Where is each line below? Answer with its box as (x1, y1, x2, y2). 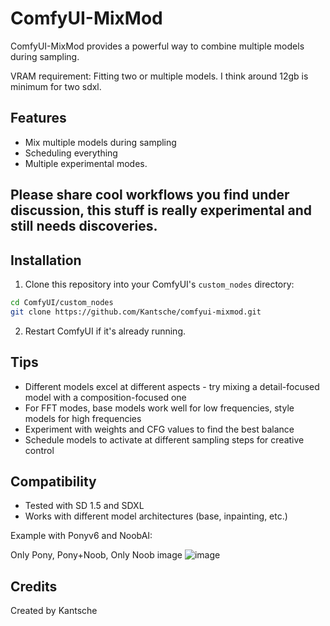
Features (10, 110, 67, 127)
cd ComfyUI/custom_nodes (10, 297, 114, 307)
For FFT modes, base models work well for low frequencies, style (24, 402, 295, 414)
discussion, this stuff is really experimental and (10, 202, 313, 219)
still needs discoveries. (10, 218, 158, 235)
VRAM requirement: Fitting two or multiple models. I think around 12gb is (10, 70, 309, 82)
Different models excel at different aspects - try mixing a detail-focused (24, 380, 320, 392)
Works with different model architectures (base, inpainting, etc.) (24, 510, 288, 522)
